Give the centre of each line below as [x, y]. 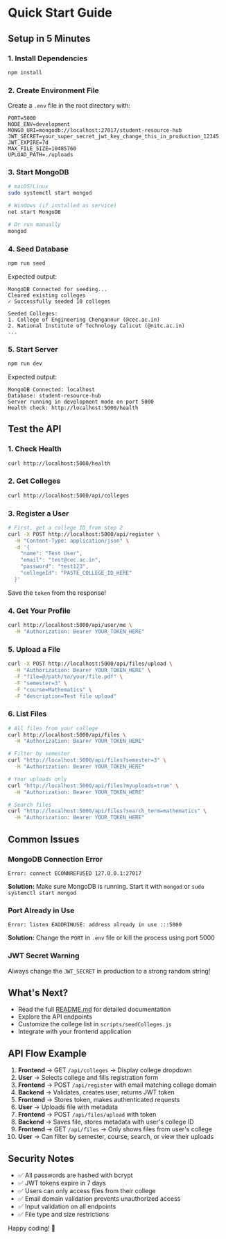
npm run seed [27, 263]
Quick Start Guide [60, 13]
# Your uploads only [38, 779]
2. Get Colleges [34, 481]
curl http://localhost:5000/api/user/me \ [70, 625]
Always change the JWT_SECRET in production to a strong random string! [109, 971]
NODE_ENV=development [39, 124]
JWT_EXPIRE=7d [28, 143]
